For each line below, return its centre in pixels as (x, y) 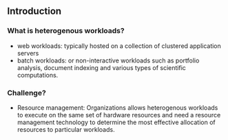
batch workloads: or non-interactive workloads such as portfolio (108, 60)
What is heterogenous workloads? (66, 31)
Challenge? (27, 93)
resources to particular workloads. (66, 129)
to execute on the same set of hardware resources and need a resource (119, 115)
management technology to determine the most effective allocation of (116, 122)
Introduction (34, 11)
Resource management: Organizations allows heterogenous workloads (117, 107)
